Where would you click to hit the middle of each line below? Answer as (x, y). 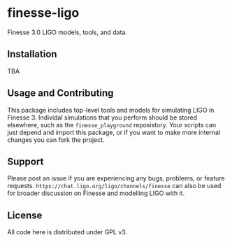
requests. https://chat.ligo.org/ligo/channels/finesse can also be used (114, 186)
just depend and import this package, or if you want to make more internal (114, 132)
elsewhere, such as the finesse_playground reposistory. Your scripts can (112, 124)
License (25, 215)
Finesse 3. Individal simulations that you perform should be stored (102, 118)
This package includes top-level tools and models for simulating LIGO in (111, 110)
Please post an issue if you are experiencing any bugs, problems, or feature (116, 178)
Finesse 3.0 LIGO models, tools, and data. (67, 32)
